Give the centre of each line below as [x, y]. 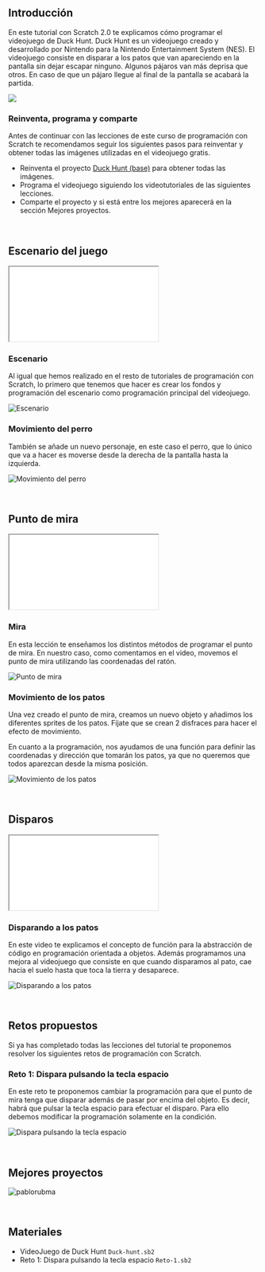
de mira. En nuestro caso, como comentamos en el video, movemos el [123, 652]
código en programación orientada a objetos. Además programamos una [127, 953]
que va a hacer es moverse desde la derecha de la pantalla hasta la [118, 455]
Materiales [35, 1232]
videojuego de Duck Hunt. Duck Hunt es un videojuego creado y [113, 41]
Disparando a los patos [54, 928]
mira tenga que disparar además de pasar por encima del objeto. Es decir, [129, 1100]
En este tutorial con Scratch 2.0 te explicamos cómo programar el [115, 32]
